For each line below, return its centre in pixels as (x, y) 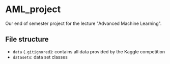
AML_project (33, 9)
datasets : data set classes (40, 57)
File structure (27, 39)
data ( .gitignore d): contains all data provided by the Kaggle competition (89, 51)
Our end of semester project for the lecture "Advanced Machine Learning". (83, 23)
